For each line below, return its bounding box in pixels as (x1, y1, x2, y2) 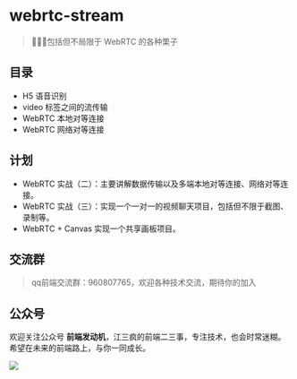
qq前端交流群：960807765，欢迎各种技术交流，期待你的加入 (30, 277, 257, 288)
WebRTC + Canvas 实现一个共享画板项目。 (21, 223, 181, 234)
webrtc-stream (9, 5, 124, 26)
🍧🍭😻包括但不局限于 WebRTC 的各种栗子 (30, 36, 178, 47)
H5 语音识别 (21, 90, 67, 101)
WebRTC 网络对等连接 (21, 124, 105, 134)
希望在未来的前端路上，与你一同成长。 (9, 342, 150, 354)
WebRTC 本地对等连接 (21, 113, 105, 124)
